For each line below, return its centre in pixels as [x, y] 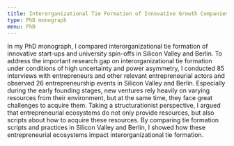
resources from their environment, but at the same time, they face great [110, 98]
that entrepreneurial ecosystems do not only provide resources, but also [111, 113]
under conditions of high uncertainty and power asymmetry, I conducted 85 [116, 68]
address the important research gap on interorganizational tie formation [110, 61]
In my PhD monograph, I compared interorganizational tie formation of [108, 47]
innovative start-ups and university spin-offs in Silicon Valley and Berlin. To [115, 54]
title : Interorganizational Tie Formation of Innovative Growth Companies [118, 14]
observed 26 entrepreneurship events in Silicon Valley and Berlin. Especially [116, 83]
